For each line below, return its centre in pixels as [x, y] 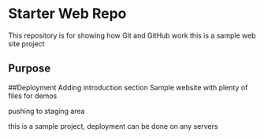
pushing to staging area [46, 111]
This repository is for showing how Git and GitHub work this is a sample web [132, 35]
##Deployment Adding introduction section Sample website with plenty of [128, 87]
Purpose [30, 69]
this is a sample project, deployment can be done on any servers [113, 126]
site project [26, 43]
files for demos [33, 96]
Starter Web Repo [67, 14]
